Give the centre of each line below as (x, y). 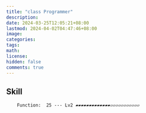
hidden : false (24, 62)
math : (13, 51)
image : (14, 34)
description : (22, 17)
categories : (21, 39)
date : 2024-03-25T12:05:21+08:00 (48, 23)
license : (17, 56)
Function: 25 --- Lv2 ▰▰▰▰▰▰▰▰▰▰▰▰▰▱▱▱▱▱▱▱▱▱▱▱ (78, 105)
